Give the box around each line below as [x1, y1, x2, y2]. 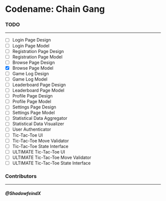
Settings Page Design [12, 104, 57, 110]
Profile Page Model [12, 99, 51, 104]
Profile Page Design [12, 93, 53, 99]
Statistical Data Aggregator [12, 115, 68, 121]
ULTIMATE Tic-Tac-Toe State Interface [12, 160, 91, 166]
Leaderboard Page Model [12, 88, 65, 94]
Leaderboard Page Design [12, 82, 66, 88]
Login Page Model [12, 43, 49, 49]
